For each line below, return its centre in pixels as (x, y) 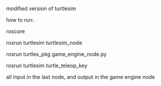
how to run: (20, 20)
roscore (16, 31)
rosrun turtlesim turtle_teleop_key (47, 65)
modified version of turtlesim (41, 9)
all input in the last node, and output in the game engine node (80, 77)
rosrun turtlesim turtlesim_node (44, 43)
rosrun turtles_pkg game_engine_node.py (57, 54)
